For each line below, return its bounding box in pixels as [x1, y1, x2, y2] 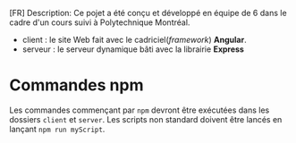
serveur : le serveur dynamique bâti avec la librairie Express [21, 44, 244, 55]
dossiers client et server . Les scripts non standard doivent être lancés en [9, 114, 283, 124]
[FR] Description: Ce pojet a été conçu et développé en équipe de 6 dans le [9, 8, 288, 18]
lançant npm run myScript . [9, 123, 106, 134]
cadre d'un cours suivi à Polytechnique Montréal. [9, 17, 190, 28]
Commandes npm [9, 75, 144, 96]
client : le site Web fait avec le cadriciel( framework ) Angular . [21, 35, 248, 45]
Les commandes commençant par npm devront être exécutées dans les [9, 105, 270, 115]
